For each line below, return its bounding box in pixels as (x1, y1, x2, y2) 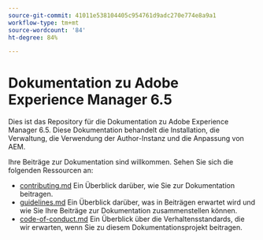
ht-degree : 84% (8, 33, 58, 42)
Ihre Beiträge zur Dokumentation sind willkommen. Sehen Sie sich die (8, 157, 234, 167)
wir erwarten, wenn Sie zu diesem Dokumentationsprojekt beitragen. (19, 223, 243, 232)
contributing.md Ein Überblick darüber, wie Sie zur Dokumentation (19, 181, 235, 190)
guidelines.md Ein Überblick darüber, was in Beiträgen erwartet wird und (19, 198, 256, 207)
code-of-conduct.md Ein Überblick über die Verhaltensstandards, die (19, 214, 246, 224)
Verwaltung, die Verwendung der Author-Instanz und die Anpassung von (8, 134, 244, 143)
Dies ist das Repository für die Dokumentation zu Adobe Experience (8, 117, 229, 127)
